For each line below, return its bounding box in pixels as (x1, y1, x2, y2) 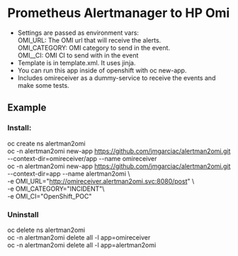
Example (7, 101, 47, 114)
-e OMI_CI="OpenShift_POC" (7, 191, 92, 200)
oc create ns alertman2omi (7, 139, 86, 148)
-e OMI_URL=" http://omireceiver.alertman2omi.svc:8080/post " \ (7, 177, 195, 185)
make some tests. (17, 81, 69, 89)
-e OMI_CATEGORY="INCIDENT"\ (7, 184, 105, 193)
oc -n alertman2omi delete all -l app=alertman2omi (7, 240, 157, 249)
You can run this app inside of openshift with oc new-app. (17, 66, 187, 74)
